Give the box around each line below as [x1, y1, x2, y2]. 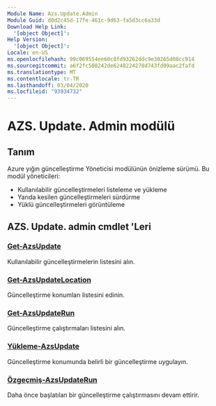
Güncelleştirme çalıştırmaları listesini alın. [7, 324, 126, 333]
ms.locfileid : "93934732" [7, 88, 82, 95]
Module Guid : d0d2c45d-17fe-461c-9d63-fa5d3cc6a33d [7, 17, 160, 24]
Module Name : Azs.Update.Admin [7, 10, 98, 17]
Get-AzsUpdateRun [7, 308, 75, 318]
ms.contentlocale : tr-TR [7, 75, 79, 82]
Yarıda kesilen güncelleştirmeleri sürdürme [17, 193, 141, 201]
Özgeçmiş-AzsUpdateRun [7, 375, 98, 384]
